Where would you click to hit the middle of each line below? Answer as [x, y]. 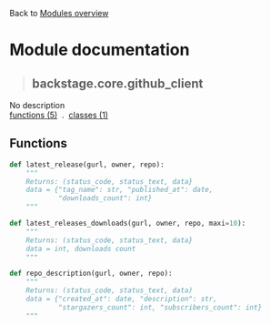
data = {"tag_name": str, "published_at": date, [120, 190]
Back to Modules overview [59, 13]
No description [37, 105]
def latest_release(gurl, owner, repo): [87, 164]
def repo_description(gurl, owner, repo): [91, 274]
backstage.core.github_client [117, 83]
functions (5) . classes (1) [59, 115]
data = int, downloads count [81, 249]
